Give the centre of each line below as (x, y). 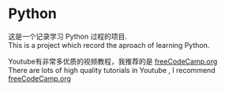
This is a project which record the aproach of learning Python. (109, 45)
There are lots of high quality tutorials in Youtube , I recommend (112, 70)
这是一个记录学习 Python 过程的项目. (68, 36)
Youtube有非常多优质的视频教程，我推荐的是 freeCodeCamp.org (113, 61)
